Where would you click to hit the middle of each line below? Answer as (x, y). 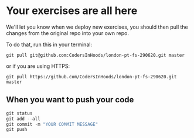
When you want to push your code (70, 100)
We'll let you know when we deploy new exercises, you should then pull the (97, 27)
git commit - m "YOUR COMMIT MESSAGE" (52, 124)
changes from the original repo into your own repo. (67, 33)
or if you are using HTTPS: (38, 66)
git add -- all (23, 119)
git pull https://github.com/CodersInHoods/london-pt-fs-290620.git (91, 77)
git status (19, 113)
